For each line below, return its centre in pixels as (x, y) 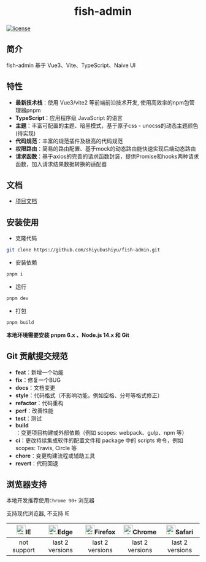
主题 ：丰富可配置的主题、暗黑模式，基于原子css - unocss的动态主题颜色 (107, 125)
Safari (185, 532)
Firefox (105, 532)
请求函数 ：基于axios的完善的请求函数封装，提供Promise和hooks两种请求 (107, 156)
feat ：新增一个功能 (39, 372)
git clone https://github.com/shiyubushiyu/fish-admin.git (83, 250)
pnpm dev (17, 298)
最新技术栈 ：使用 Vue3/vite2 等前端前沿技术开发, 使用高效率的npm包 (102, 102)
